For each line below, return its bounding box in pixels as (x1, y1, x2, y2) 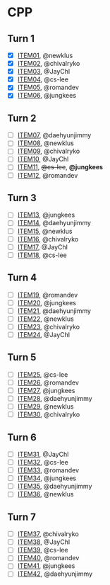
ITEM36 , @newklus (17, 490, 74, 499)
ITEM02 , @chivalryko (17, 59, 80, 68)
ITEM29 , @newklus (17, 402, 74, 411)
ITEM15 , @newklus (17, 227, 73, 235)
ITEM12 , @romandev (17, 171, 78, 179)
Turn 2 (7, 112, 37, 124)
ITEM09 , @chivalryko (17, 147, 80, 156)
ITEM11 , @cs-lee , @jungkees (17, 163, 104, 171)
